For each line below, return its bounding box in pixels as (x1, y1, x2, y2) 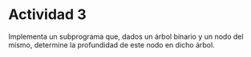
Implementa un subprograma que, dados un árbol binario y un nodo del (8, 32, 244, 41)
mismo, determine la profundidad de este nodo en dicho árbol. (8, 40, 215, 49)
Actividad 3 (8, 6, 87, 24)
